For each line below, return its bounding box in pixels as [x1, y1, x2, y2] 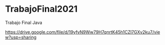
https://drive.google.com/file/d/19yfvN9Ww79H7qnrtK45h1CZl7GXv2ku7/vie [5, 29, 160, 35]
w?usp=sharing [5, 34, 37, 40]
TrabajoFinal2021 [5, 3, 78, 15]
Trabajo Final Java [5, 20, 43, 25]
